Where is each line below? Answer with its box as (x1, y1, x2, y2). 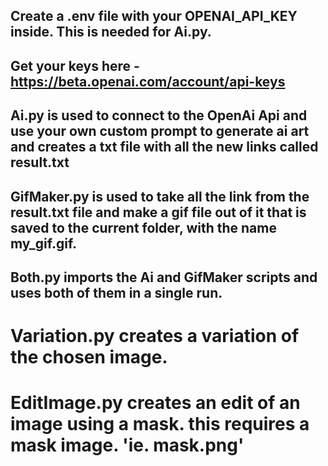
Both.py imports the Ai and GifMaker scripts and (10, 269, 318, 286)
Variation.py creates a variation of (10, 325, 300, 348)
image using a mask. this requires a (10, 413, 310, 436)
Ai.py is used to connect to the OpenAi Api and (10, 107, 308, 124)
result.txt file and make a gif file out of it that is (10, 204, 307, 221)
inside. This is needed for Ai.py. (10, 24, 212, 41)
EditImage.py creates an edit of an (10, 392, 301, 414)
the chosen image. (10, 346, 168, 369)
